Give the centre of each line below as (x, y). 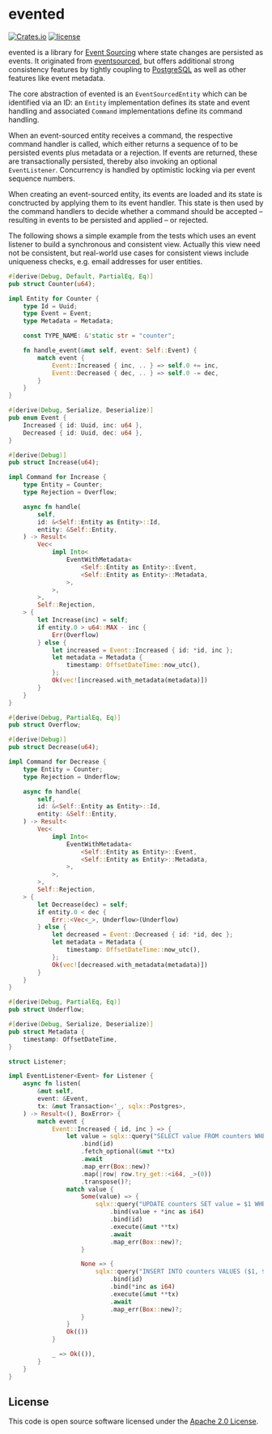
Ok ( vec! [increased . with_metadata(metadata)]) (130, 681)
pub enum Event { (38, 418)
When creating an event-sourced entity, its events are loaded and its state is (136, 194)
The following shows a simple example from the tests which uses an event (132, 235)
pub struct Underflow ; (47, 1010)
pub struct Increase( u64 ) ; (54, 463)
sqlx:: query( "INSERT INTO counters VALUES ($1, (177, 1272)
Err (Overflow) (75, 635)
